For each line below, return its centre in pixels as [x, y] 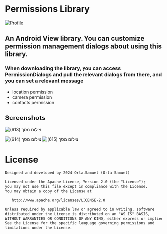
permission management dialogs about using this [83, 47]
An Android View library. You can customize [75, 39]
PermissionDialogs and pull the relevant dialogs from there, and [83, 75]
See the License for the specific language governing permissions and [80, 223]
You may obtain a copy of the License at [49, 191]
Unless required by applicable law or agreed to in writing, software [80, 209]
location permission [33, 92]
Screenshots [25, 118]
